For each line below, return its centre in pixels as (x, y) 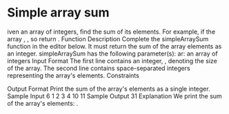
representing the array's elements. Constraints (73, 75)
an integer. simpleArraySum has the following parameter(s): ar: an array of (113, 54)
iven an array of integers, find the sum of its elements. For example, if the (111, 32)
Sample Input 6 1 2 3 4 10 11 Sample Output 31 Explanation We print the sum (114, 96)
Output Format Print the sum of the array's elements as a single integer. (109, 89)
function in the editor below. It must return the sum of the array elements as (114, 46)
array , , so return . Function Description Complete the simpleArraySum (108, 38)
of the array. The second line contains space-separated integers (99, 68)
